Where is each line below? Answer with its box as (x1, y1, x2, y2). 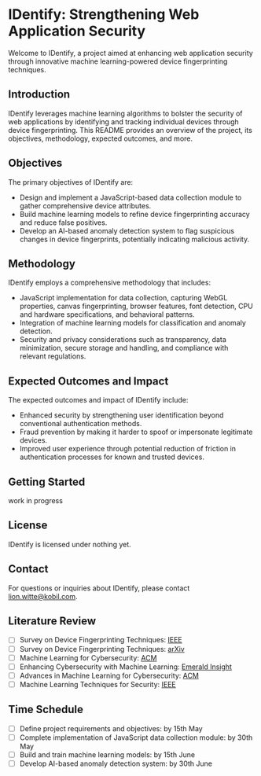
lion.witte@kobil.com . (8, 591, 78, 601)
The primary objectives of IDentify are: (8, 177, 134, 186)
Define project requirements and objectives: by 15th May (19, 723, 203, 733)
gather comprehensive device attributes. (19, 200, 152, 210)
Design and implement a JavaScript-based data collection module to (19, 193, 242, 202)
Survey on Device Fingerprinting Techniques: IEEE (19, 635, 182, 645)
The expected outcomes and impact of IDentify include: (8, 395, 189, 405)
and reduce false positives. (19, 218, 108, 227)
